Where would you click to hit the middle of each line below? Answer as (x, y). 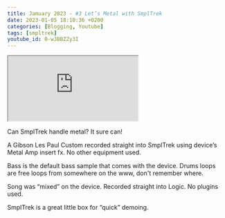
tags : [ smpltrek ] (32, 33)
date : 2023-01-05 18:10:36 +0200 (55, 20)
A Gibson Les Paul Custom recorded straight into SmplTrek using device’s (112, 145)
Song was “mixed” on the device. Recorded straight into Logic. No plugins (113, 187)
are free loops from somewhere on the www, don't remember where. (106, 173)
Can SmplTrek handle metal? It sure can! (65, 131)
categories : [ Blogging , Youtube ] (55, 26)
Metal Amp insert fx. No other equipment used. (74, 152)
